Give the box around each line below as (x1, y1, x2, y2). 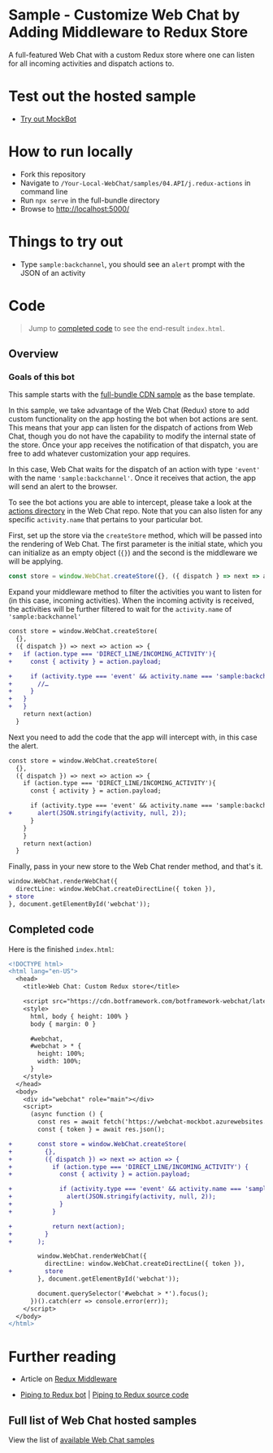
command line (19, 186, 68, 196)
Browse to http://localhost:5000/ (19, 203, 130, 213)
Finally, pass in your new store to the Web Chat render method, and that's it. (8, 862, 263, 871)
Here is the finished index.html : (8, 944, 115, 953)
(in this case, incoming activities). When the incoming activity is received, (8, 596, 254, 605)
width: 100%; (37, 1058, 82, 1066)
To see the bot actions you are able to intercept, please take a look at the (8, 498, 253, 508)
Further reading (8, 1347, 116, 1366)
